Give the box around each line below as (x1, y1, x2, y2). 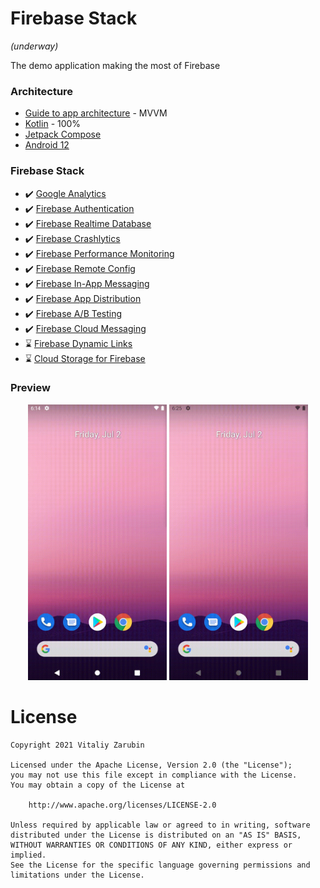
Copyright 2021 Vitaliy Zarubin (10, 740, 145, 750)
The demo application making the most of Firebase (10, 59, 221, 71)
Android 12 (24, 139, 70, 151)
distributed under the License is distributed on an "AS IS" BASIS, (10, 830, 302, 840)
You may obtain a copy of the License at (10, 780, 186, 790)
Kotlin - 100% (24, 118, 82, 130)
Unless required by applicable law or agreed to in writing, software (10, 820, 311, 830)
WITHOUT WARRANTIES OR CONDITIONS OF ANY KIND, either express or (10, 840, 293, 850)
